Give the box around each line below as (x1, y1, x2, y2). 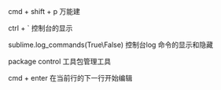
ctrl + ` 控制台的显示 (8, 23, 73, 33)
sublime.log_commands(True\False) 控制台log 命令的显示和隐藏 (8, 40, 214, 49)
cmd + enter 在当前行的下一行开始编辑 (8, 74, 133, 82)
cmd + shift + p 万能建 (8, 7, 80, 16)
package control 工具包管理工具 (8, 57, 112, 66)
